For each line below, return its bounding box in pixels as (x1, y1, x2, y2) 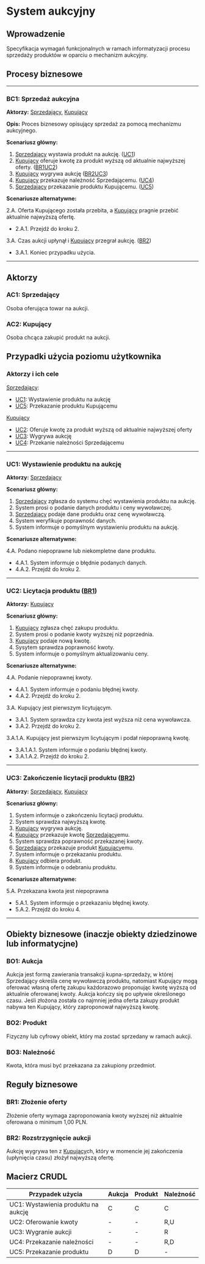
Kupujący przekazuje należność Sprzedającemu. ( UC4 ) (15, 176, 154, 184)
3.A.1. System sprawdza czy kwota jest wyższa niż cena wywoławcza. (15, 716, 192, 724)
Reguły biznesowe (6, 1079, 78, 1090)
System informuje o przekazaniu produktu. (15, 850, 123, 858)
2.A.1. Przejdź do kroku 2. (15, 225, 79, 233)
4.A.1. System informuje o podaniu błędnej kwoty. (15, 686, 139, 693)
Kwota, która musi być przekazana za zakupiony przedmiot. (6, 1061, 157, 1069)
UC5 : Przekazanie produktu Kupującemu (15, 402, 118, 409)
